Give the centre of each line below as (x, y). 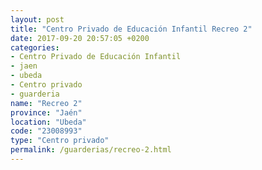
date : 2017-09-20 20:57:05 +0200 (80, 38)
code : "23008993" (46, 131)
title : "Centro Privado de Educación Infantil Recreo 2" (131, 29)
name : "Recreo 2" (46, 103)
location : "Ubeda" (48, 122)
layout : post (37, 19)
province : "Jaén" (46, 112)
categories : (35, 47)
